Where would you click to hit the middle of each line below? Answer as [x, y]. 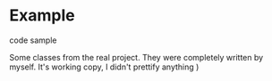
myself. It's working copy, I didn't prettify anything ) [104, 67]
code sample [33, 40]
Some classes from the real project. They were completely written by [136, 57]
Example [42, 16]
